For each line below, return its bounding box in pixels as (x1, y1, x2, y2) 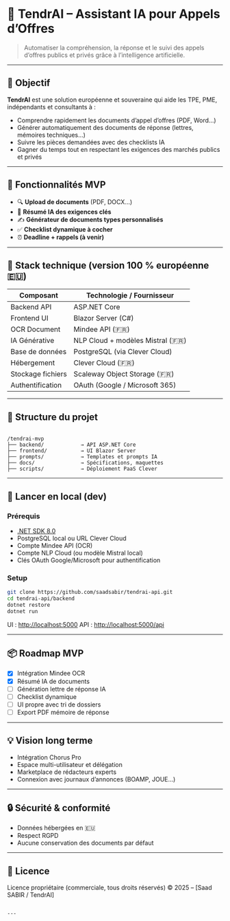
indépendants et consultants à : (7, 102, 96, 111)
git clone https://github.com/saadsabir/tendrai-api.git (7, 589, 173, 596)
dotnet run (7, 608, 38, 614)
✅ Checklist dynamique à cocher (16, 225, 113, 233)
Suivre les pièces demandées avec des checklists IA (16, 137, 166, 146)
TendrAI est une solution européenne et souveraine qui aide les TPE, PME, (7, 96, 218, 104)
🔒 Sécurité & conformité (7, 802, 111, 814)
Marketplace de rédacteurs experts (16, 768, 117, 776)
